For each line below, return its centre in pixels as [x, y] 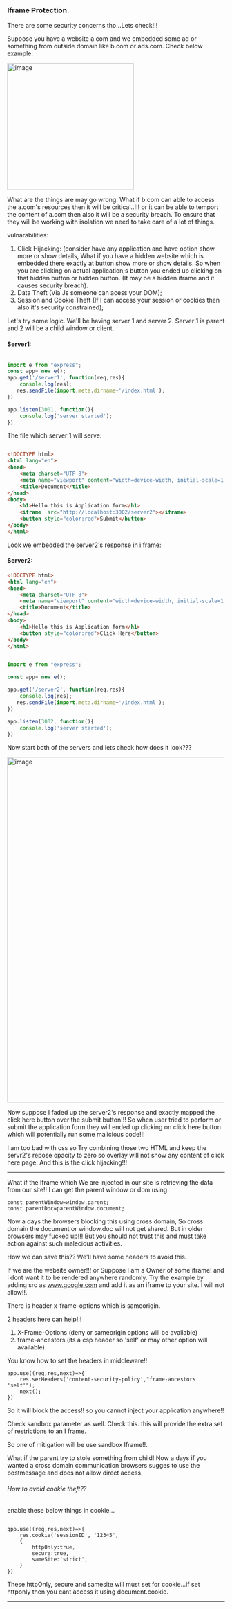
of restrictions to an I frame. [47, 1431]
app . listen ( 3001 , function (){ [51, 410]
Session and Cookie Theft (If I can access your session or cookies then [118, 300]
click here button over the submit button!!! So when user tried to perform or [114, 1120]
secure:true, [51, 1553]
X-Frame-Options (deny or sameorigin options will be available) [107, 1333]
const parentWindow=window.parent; [58, 1203]
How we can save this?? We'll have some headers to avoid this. [97, 1257]
